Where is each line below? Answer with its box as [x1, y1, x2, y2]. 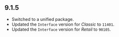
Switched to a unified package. [11, 16, 74, 22]
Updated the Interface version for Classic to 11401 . [11, 21, 115, 27]
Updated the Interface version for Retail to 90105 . [11, 26, 111, 32]
